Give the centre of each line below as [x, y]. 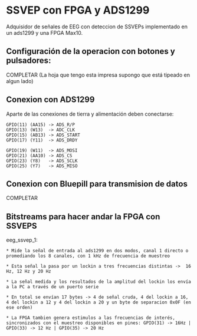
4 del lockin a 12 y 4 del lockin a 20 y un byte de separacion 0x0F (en [99, 302]
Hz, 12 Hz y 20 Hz [29, 272]
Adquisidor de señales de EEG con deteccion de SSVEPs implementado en [97, 27]
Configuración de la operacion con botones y [91, 52]
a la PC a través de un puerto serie [52, 287]
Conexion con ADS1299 [50, 100]
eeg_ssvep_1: [22, 240]
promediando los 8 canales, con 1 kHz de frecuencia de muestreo [88, 256]
